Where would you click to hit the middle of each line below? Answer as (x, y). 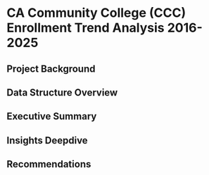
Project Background (51, 69)
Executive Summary (52, 116)
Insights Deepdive (47, 140)
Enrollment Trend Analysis (85, 28)
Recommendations (49, 164)
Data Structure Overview (62, 92)
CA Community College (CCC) (96, 13)
